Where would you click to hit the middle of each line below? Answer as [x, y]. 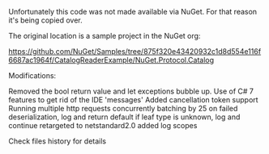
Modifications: [32, 75]
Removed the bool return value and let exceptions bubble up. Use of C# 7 [131, 91]
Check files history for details [58, 141]
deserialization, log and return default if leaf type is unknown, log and [124, 117]
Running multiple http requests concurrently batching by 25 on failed [123, 108]
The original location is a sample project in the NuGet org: [105, 36]
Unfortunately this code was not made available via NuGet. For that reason [133, 12]
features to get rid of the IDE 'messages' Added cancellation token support [133, 100]
